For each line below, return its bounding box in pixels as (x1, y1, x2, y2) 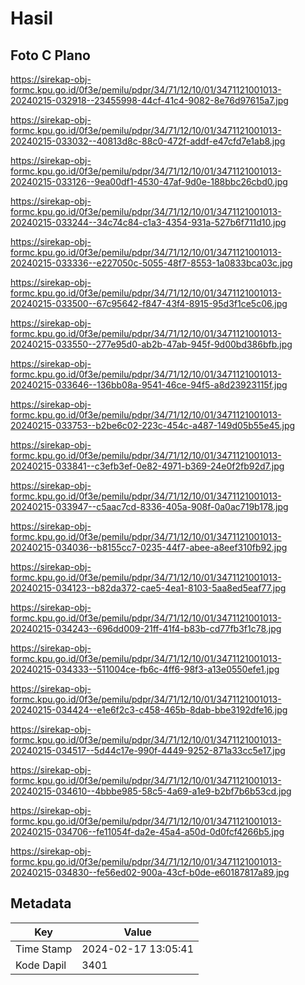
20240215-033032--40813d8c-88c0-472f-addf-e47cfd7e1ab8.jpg (10, 135, 286, 147)
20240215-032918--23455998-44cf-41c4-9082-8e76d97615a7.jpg (10, 95, 289, 106)
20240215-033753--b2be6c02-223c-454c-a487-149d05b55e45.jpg (10, 420, 296, 431)
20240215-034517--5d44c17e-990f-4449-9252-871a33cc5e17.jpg (10, 745, 286, 756)
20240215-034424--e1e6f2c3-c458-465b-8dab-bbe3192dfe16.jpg (10, 704, 288, 716)
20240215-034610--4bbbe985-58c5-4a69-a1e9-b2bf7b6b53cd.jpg (10, 785, 292, 797)
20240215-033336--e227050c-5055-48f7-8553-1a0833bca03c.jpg (10, 257, 293, 269)
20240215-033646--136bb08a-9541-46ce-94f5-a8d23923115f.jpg (10, 379, 288, 391)
